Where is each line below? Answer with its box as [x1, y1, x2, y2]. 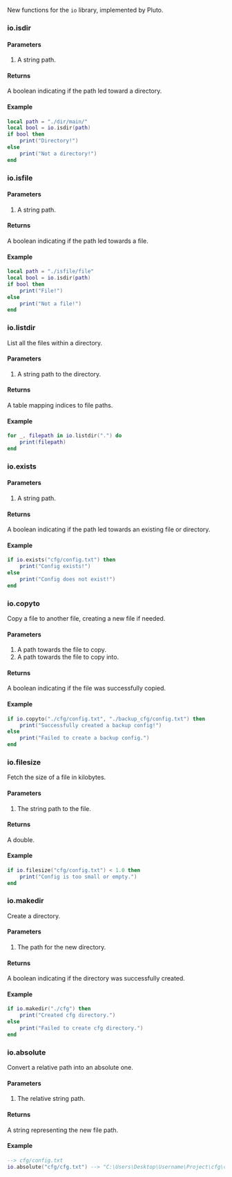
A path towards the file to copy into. [17, 653, 119, 662]
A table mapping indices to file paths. [7, 401, 113, 410]
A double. [7, 835, 35, 843]
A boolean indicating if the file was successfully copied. [7, 684, 166, 693]
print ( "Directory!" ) [19, 138, 79, 145]
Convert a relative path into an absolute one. [7, 1064, 133, 1072]
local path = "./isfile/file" [7, 268, 95, 275]
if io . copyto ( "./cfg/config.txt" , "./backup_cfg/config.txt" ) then [7, 715, 206, 722]
